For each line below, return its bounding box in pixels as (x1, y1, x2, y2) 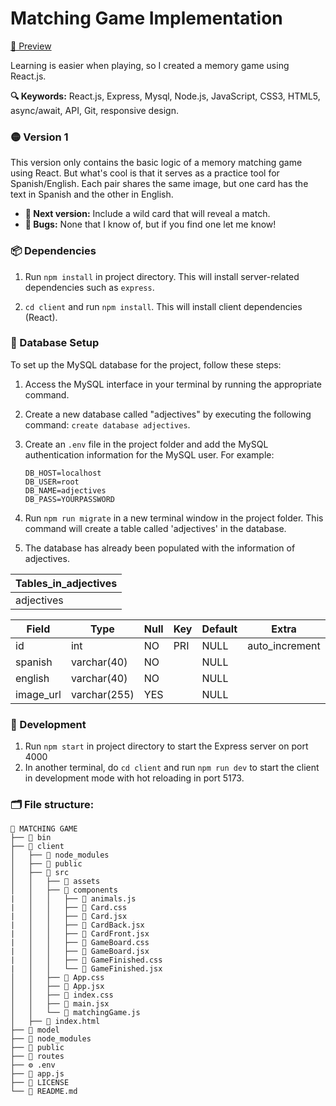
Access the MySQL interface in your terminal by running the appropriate (24, 378, 322, 390)
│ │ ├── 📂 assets (10, 877, 101, 887)
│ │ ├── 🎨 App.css (10, 973, 105, 983)
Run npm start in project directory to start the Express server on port (24, 740, 309, 752)
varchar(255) (70, 687, 135, 701)
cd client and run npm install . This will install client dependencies (24, 300, 303, 312)
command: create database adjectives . (24, 418, 191, 431)
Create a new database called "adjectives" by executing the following (24, 408, 312, 420)
